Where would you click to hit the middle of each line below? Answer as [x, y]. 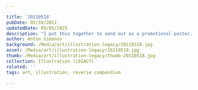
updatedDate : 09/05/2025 [37, 28]
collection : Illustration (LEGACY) [50, 61]
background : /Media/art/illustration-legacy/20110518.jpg [79, 45]
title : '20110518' [29, 17]
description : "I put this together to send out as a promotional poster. [100, 33]
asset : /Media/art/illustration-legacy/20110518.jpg [73, 50]
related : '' [21, 67]
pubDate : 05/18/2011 [32, 22]
